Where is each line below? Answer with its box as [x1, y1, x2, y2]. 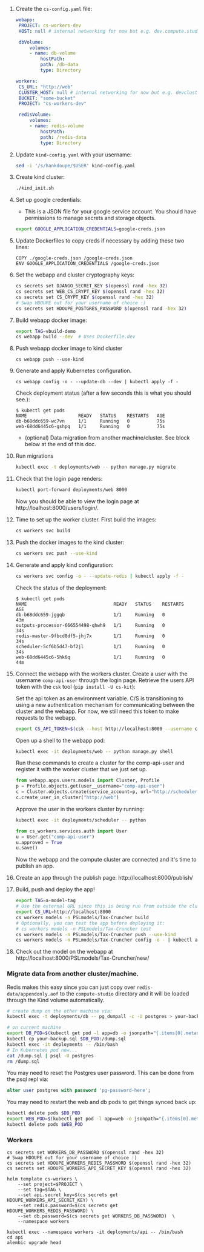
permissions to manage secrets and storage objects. [24, 215, 156, 222]
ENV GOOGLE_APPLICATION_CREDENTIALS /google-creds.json [15, 261, 160, 267]
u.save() [15, 845, 38, 851]
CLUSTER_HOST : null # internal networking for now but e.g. [18, 89, 174, 96]
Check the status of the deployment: [15, 584, 107, 591]
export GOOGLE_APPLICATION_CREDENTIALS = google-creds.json [15, 226, 165, 232]
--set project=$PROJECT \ [18, 1182, 84, 1188]
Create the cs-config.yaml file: [15, 5, 93, 12]
